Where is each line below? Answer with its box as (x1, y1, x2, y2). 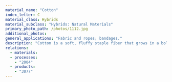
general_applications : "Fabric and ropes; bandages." (5, 36, 123, 41)
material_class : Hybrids (5, 17, 58, 22)
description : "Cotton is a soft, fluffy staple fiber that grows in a (5, 41, 159, 46)
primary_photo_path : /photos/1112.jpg (5, 26, 88, 32)
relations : (5, 45, 29, 50)
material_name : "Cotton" (5, 7, 58, 13)
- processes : (10, 54, 38, 60)
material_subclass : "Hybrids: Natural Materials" (5, 21, 114, 27)
